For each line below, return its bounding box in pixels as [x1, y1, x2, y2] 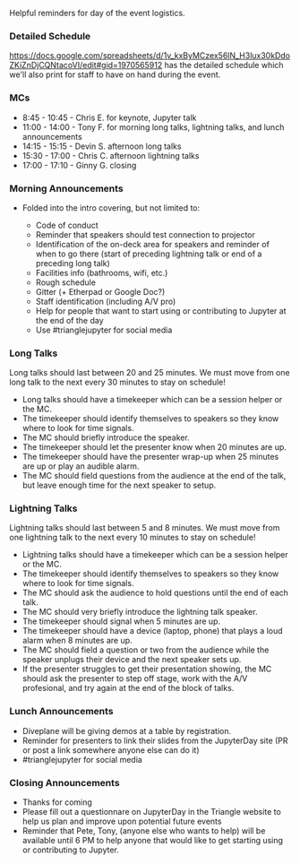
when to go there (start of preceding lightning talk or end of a [35, 248, 262, 259]
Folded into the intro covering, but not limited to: [21, 202, 201, 213]
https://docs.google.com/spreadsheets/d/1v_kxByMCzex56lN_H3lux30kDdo [9, 50, 291, 61]
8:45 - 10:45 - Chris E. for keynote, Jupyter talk [21, 112, 197, 123]
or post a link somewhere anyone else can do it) [21, 744, 200, 756]
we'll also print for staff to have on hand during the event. [9, 69, 221, 80]
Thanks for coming [21, 797, 92, 808]
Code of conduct [35, 220, 99, 230]
